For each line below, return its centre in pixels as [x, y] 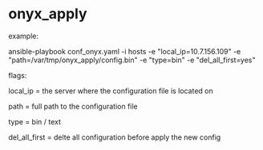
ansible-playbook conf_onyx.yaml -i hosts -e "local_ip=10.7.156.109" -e [125, 51]
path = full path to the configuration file [73, 106]
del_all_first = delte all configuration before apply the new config [115, 137]
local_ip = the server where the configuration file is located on [111, 91]
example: [23, 36]
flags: [18, 75]
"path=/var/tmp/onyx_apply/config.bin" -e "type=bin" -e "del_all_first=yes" [132, 60]
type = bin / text [35, 121]
